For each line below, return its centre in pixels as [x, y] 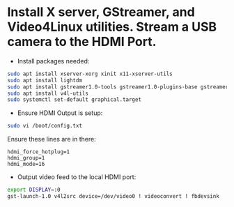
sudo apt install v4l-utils [48, 93]
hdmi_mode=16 [26, 164]
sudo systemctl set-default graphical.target [74, 100]
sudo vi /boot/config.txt [45, 126]
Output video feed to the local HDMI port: [77, 177]
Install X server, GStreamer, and [101, 12]
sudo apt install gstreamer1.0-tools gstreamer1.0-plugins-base [102, 87]
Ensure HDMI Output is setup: [60, 113]
